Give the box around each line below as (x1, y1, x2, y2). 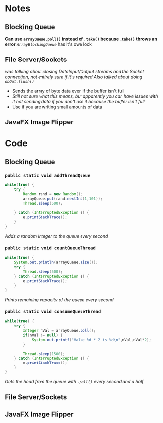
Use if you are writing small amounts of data (12, 104, 102, 110)
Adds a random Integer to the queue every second (5, 233, 108, 239)
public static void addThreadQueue (5, 172, 91, 178)
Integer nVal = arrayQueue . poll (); (23, 328, 96, 333)
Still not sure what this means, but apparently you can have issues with (12, 93, 158, 99)
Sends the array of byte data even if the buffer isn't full (12, 88, 124, 94)
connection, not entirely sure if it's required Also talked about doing (5, 74, 143, 80)
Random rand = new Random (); (23, 191, 83, 196)
